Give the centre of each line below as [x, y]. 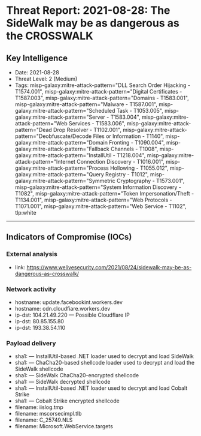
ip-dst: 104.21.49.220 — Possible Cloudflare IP [72, 315]
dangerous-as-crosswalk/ [47, 273]
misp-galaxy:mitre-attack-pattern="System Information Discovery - [98, 187]
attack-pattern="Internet [45, 162]
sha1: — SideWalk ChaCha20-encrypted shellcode [77, 375]
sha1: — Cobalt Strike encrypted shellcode [67, 401]
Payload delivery [31, 343]
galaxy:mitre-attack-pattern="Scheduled [65, 111]
